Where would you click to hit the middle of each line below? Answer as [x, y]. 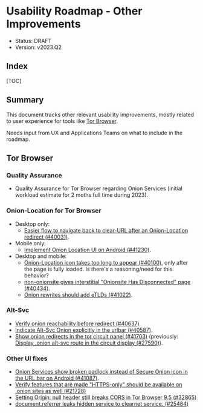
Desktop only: [32, 224]
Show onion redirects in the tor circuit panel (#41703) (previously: [96, 336]
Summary [25, 100]
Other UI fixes [27, 358]
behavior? [37, 275]
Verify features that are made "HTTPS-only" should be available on [98, 385]
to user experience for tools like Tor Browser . [62, 121]
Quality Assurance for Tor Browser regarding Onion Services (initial [98, 188]
